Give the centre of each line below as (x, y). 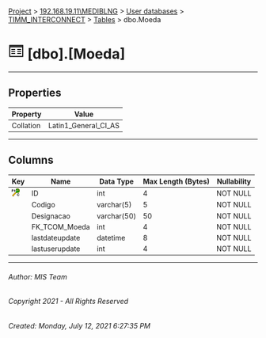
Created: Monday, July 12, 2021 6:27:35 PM (79, 325)
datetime (111, 238)
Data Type (116, 181)
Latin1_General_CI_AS (84, 126)
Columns (31, 160)
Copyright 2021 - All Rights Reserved (68, 302)
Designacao (51, 216)
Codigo (43, 205)
